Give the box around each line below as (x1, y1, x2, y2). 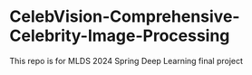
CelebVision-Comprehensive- (9, 6, 240, 27)
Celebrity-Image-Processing (9, 25, 230, 46)
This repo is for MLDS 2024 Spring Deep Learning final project (9, 55, 243, 66)
